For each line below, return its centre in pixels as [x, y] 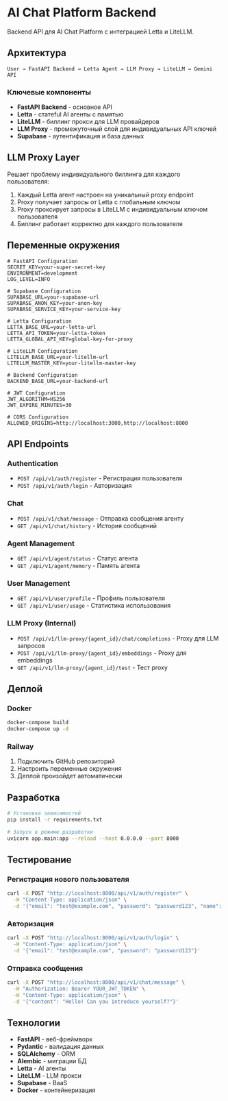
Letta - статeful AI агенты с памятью [70, 114]
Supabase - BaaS [42, 1083]
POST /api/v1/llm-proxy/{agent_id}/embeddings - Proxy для [102, 653]
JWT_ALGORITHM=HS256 [37, 399]
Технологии [34, 1023]
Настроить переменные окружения [69, 769]
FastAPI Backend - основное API [65, 107]
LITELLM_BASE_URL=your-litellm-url [58, 357]
